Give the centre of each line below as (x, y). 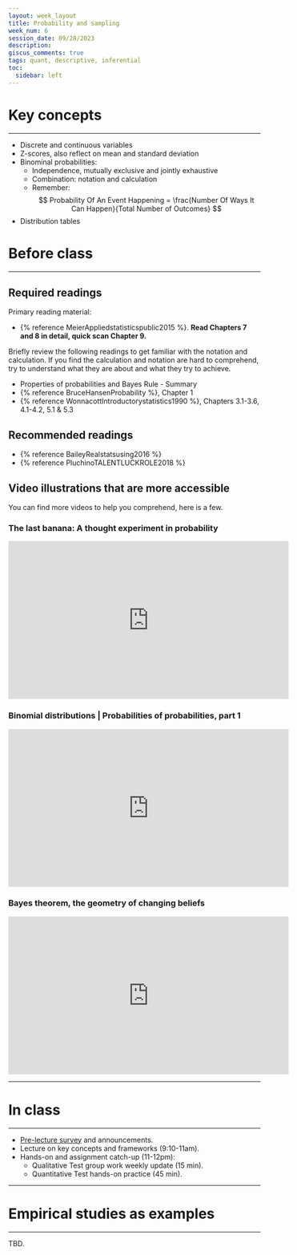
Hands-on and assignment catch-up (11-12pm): (98, 1156)
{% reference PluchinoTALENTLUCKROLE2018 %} (102, 463)
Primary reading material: (50, 312)
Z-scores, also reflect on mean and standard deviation (109, 153)
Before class (51, 253)
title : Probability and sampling (64, 23)
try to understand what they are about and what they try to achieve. (120, 369)
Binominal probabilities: (58, 162)
